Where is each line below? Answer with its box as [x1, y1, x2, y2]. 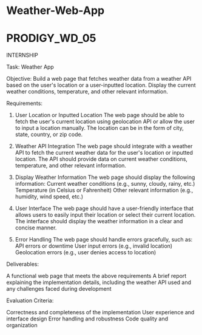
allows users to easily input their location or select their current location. [15, 211, 196, 218]
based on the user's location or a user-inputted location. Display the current [6, 81, 196, 89]
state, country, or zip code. [15, 131, 83, 138]
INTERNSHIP [6, 52, 38, 59]
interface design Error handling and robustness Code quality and [6, 315, 169, 322]
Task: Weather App [6, 63, 55, 70]
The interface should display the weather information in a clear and [15, 218, 183, 225]
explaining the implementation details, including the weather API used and [6, 279, 192, 286]
